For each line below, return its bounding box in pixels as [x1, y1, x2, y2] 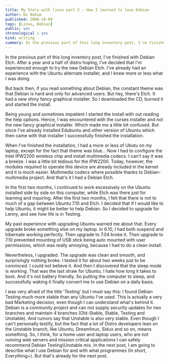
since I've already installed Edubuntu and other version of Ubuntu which [5, 127, 155, 133]
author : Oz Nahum [5, 12, 42, 17]
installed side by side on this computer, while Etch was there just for [5, 190, 146, 196]
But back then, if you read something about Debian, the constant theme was [5, 85, 163, 91]
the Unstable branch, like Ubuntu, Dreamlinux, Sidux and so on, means [5, 326, 152, 332]
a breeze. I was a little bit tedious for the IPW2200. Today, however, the [5, 158, 153, 164]
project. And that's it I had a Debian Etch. [29, 174, 114, 180]
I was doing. [5, 75, 31, 81]
